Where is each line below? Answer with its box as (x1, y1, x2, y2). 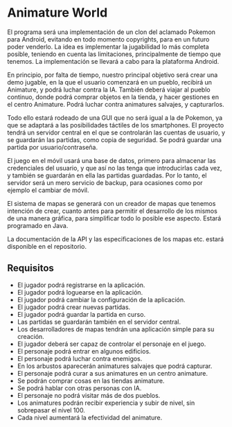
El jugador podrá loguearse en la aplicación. (17, 288, 143, 296)
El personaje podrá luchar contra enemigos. (17, 354, 143, 363)
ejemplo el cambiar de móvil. (7, 186, 89, 194)
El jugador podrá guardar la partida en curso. (17, 310, 146, 318)
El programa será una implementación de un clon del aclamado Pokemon (7, 28, 216, 36)
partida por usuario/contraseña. (7, 143, 98, 151)
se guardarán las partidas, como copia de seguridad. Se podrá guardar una (7, 135, 222, 143)
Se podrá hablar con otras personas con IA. (17, 383, 142, 392)
